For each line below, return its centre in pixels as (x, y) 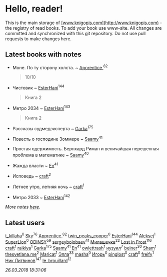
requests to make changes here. (38, 39)
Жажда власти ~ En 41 (35, 165)
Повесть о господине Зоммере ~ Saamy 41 (57, 139)
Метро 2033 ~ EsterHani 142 (41, 197)
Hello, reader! (34, 9)
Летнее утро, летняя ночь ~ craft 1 (48, 186)
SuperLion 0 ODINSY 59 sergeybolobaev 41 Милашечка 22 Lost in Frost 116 (78, 241)
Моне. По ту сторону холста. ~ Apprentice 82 (60, 67)
